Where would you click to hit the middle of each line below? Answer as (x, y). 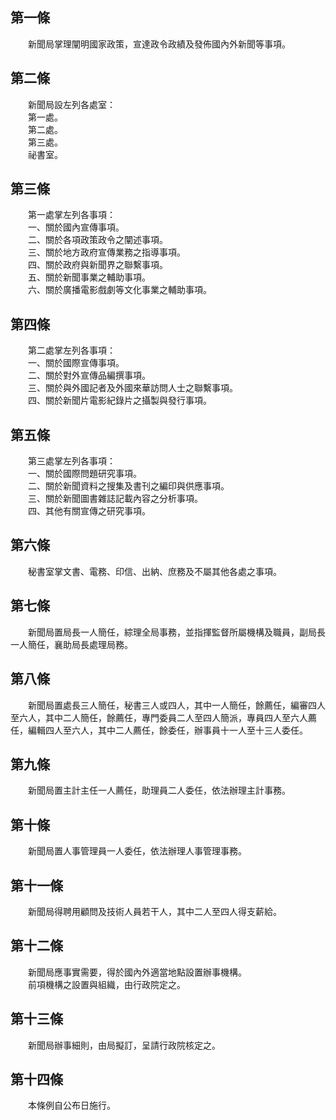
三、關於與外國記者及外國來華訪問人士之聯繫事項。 (132, 388)
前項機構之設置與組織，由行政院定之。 (106, 984)
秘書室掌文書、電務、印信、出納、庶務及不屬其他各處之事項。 (154, 571)
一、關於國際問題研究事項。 (84, 474)
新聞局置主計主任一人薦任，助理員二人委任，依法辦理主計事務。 (159, 790)
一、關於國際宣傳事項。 (76, 363)
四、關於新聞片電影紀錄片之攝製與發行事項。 (119, 400)
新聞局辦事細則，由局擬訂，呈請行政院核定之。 (124, 1045)
